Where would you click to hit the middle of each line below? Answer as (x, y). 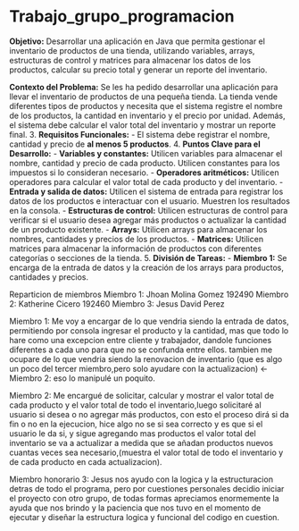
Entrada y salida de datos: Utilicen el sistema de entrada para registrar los (146, 191)
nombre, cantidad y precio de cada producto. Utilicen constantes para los (145, 163)
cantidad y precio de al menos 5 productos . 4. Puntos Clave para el (135, 144)
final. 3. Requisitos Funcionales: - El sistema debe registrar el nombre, (140, 134)
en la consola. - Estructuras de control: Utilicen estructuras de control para (149, 210)
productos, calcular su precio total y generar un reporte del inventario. (138, 70)
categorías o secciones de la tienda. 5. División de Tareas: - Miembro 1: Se (148, 257)
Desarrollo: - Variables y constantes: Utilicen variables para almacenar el (146, 153)
